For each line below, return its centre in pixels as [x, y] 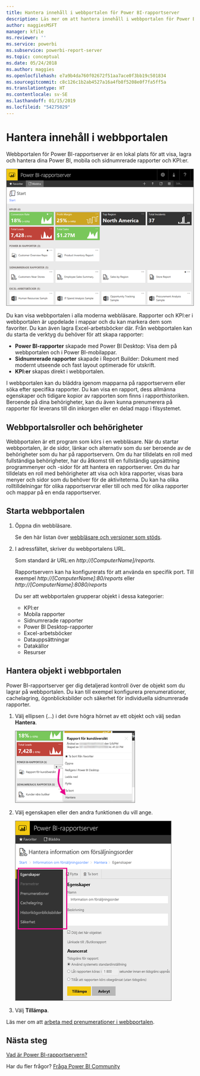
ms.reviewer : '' [26, 38]
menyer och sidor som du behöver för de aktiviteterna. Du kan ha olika [93, 480]
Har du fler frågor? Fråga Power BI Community [63, 1066]
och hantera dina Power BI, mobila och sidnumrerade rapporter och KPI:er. [98, 160]
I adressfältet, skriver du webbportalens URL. [70, 548]
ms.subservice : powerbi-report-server [54, 51]
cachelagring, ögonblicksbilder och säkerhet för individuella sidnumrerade [97, 698]
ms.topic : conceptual [33, 57]
